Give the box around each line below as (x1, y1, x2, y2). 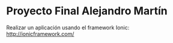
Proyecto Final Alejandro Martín (6, 4, 168, 18)
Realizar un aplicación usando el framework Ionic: (6, 24, 130, 31)
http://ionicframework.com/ (6, 30, 74, 37)
